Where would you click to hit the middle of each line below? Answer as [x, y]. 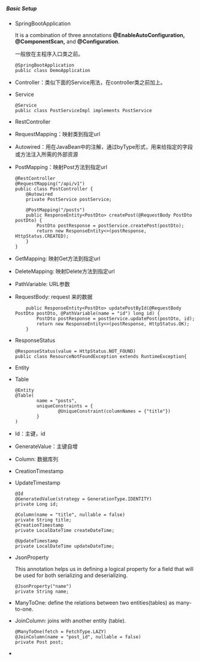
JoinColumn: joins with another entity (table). [70, 620]
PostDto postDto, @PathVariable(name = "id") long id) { [87, 313]
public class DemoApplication [53, 70]
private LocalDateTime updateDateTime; [65, 546]
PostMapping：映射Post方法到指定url [61, 167]
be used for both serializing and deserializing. [71, 575]
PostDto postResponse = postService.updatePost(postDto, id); [116, 319]
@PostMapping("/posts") [55, 210]
